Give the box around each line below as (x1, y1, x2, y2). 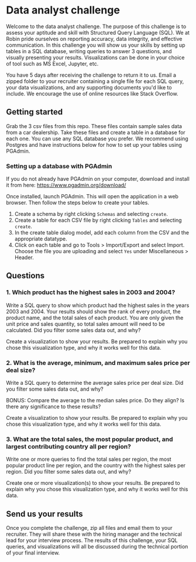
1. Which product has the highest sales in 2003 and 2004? (6, 288, 176, 296)
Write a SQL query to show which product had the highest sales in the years (6, 302, 190, 309)
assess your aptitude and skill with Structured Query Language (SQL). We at (6, 29, 190, 36)
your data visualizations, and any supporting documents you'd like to (6, 84, 172, 91)
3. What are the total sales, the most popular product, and (6, 435, 174, 443)
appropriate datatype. (14, 235, 67, 243)
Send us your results (6, 509, 83, 519)
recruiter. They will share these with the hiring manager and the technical (6, 530, 183, 538)
